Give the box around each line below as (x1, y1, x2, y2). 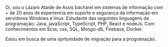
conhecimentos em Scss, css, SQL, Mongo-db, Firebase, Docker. (5, 26, 143, 32)
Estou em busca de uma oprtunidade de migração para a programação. (5, 36, 156, 42)
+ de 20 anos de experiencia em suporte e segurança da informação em (5, 10, 158, 16)
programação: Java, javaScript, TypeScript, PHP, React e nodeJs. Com (5, 20, 155, 27)
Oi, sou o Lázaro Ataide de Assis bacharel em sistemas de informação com (5, 5, 163, 10)
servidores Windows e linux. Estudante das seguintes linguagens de (5, 15, 150, 21)
